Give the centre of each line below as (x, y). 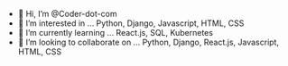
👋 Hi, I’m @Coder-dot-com (67, 14)
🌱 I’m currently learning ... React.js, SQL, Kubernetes (116, 33)
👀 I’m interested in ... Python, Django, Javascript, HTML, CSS (131, 23)
